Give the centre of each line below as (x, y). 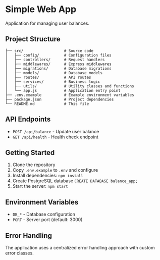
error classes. (19, 253)
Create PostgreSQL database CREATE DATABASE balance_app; (75, 181)
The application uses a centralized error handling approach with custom (80, 248)
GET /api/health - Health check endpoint (55, 137)
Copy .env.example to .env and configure (55, 170)
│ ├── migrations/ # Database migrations (59, 68)
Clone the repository (34, 165)
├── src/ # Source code (49, 51)
